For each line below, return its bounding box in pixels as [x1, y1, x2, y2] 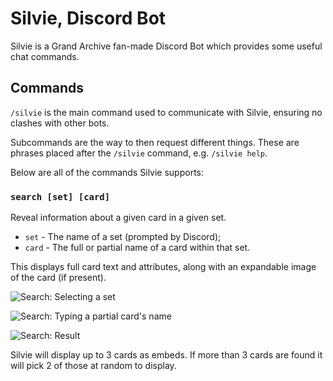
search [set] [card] [10, 191, 111, 202]
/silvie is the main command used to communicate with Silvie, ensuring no [10, 106, 323, 118]
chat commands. [10, 50, 80, 62]
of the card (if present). [10, 272, 107, 284]
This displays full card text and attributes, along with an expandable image [10, 261, 317, 273]
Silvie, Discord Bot [10, 7, 167, 30]
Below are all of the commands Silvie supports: [10, 166, 205, 178]
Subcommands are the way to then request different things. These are [10, 136, 300, 148]
